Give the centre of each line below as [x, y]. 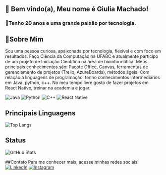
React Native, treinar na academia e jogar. [48, 88]
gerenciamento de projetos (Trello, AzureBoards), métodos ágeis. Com [77, 72]
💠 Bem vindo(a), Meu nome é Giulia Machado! [77, 9]
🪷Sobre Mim [24, 39]
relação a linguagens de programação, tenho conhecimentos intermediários [83, 78]
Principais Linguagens [40, 113]
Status [16, 141]
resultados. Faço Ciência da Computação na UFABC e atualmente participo [82, 56]
